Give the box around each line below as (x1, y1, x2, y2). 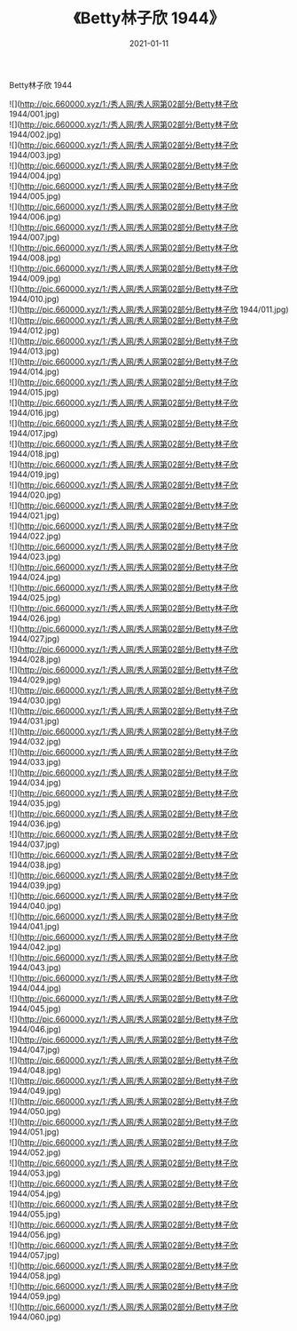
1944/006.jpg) (9, 211, 62, 222)
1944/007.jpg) (9, 232, 60, 243)
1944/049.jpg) (9, 1085, 62, 1096)
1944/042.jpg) (9, 941, 62, 952)
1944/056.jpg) (9, 1229, 61, 1239)
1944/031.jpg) (9, 715, 60, 726)
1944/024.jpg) (9, 571, 61, 582)
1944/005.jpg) (9, 190, 61, 201)
